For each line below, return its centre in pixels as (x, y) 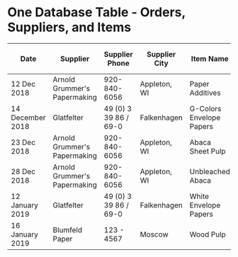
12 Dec (23, 84)
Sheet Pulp (208, 151)
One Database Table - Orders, (96, 12)
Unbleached (210, 171)
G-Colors (205, 108)
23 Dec (23, 142)
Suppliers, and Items (69, 27)
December (28, 118)
